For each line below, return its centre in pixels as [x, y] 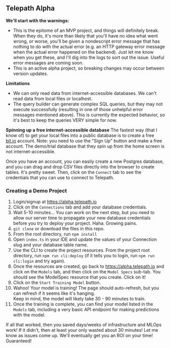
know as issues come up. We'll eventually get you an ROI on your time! [79, 336]
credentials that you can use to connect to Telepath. [60, 178]
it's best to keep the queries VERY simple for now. [65, 120]
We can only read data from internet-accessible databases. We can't [85, 93]
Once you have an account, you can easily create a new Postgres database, [85, 161]
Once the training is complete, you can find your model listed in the [83, 304]
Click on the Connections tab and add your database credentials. [80, 207]
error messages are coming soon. [48, 62]
